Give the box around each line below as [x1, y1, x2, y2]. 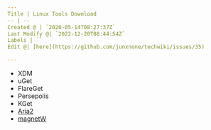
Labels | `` [7, 37, 43, 44]
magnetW [17, 114, 47, 123]
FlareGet [17, 85, 43, 92]
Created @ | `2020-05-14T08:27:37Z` [7, 23, 116, 31]
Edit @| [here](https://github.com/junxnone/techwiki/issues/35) [7, 43, 205, 50]
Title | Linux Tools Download [7, 10, 97, 18]
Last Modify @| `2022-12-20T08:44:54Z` [7, 30, 126, 38]
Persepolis [17, 92, 49, 100]
